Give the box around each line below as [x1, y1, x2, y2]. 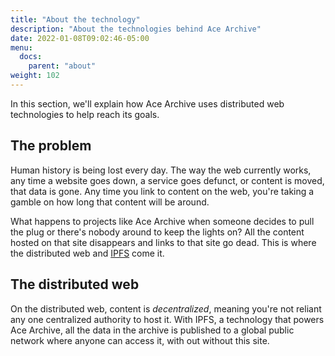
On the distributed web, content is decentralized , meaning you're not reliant [10, 302, 322, 315]
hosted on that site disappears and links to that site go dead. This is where [10, 236, 317, 248]
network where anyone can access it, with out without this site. [10, 334, 270, 346]
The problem [10, 137, 92, 155]
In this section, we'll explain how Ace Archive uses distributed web [10, 97, 285, 110]
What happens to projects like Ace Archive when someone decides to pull [10, 215, 315, 227]
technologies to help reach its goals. [10, 108, 160, 120]
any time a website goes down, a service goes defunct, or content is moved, [10, 174, 325, 186]
